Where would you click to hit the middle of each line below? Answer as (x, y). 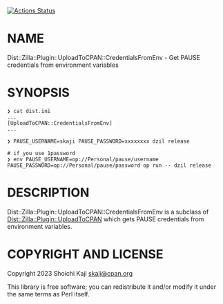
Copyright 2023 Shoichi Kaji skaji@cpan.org (70, 273)
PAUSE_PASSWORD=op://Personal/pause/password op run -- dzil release (109, 165)
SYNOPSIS (39, 93)
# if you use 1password (41, 153)
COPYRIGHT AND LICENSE (85, 254)
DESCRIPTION (48, 193)
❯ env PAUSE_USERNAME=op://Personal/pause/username (83, 159)
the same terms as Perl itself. (48, 294)
